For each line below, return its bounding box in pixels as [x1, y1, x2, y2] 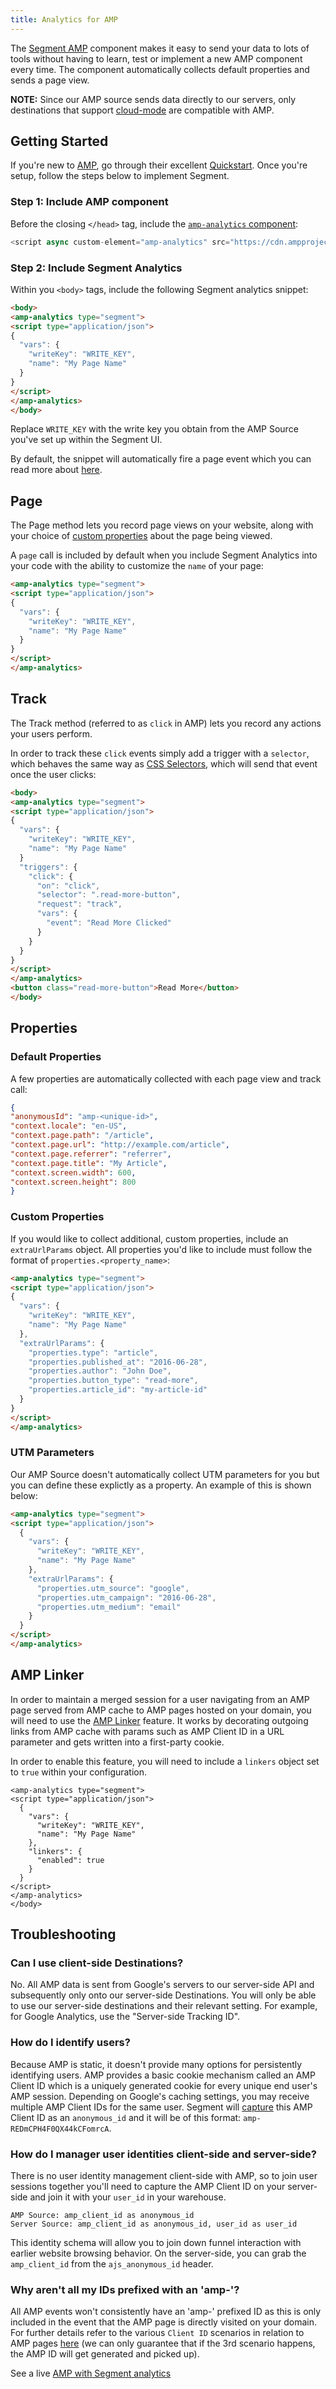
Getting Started [10, 133, 109, 150]
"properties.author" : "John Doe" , [28, 1366, 172, 1376]
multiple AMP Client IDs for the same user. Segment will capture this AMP [10, 2101, 313, 2113]
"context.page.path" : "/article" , [10, 1131, 155, 1141]
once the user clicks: [10, 768, 97, 780]
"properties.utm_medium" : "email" [36, 1602, 182, 1612]
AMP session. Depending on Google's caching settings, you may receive [10, 2090, 310, 2102]
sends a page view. [10, 74, 90, 86]
